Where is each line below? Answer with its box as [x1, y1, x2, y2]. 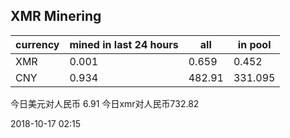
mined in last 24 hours [69, 37, 179, 51]
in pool [237, 37, 272, 51]
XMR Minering [10, 8, 102, 25]
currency [15, 37, 60, 51]
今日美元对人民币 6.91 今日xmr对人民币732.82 [10, 97, 200, 109]
